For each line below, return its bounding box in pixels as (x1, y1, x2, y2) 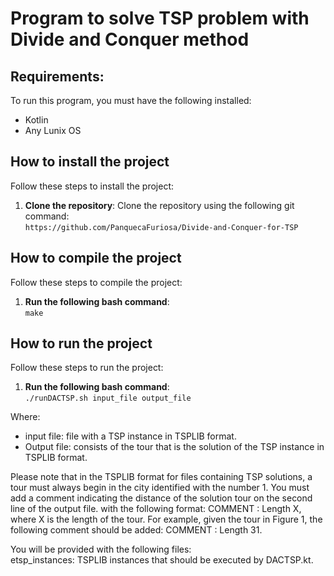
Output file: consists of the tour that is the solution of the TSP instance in (24, 441, 325, 453)
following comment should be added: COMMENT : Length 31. (10, 524, 263, 536)
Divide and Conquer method (10, 28, 250, 51)
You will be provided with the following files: (10, 543, 192, 556)
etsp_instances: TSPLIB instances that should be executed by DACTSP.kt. (10, 554, 314, 566)
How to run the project (10, 335, 153, 352)
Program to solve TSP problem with (10, 7, 310, 30)
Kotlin (24, 114, 49, 126)
